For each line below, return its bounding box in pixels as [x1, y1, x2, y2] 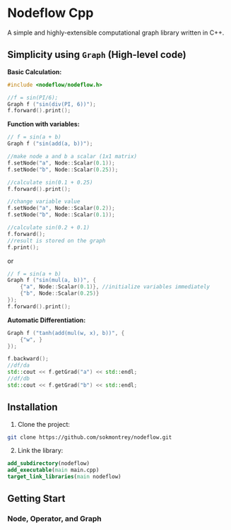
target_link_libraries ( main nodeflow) [7, 473, 122, 481]
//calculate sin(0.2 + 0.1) [7, 224, 90, 231]
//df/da [7, 362, 30, 369]
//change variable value [7, 198, 81, 206]
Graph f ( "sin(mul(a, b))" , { [7, 277, 97, 284]
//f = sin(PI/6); [7, 94, 59, 101]
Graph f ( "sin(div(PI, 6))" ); [7, 100, 97, 107]
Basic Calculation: [7, 67, 62, 76]
